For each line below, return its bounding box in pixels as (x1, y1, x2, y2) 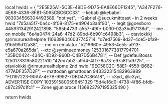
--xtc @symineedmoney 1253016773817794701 (40, 47, 139, 53)
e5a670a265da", (5, 47, 40, 53)
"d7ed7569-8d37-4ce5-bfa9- (97, 36, 159, 42)
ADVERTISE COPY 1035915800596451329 (5, 79, 93, 85)
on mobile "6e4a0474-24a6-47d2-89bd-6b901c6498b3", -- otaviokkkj (5, 31, 152, 37)
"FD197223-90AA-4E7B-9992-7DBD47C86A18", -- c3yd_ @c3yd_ (5, 74, 142, 79)
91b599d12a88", (5, 42, 39, 47)
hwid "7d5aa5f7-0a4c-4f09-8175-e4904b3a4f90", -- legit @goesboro (5, 20, 151, 26)
